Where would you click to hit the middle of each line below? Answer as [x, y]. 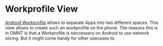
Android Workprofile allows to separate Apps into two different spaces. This [82, 23]
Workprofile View [41, 9]
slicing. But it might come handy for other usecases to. [60, 38]
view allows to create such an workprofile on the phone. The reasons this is [81, 27]
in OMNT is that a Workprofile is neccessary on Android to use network [77, 33]
